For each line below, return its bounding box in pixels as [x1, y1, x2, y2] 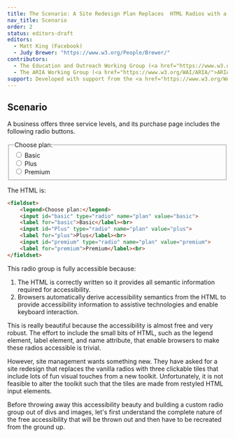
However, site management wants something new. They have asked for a [7, 357, 218, 365]
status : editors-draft [7, 29, 73, 37]
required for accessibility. [17, 285, 91, 294]
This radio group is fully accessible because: [7, 264, 136, 273]
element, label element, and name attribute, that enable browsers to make [7, 336, 220, 344]
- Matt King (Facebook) [13, 43, 83, 50]
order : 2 [7, 23, 33, 30]
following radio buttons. [7, 127, 76, 136]
